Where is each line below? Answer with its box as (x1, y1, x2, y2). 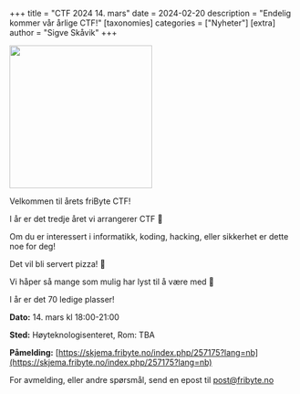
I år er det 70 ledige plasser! (9, 294, 116, 304)
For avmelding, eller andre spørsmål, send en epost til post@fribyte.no (9, 375, 274, 385)
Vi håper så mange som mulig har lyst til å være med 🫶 (9, 276, 214, 287)
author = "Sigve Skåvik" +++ (9, 27, 118, 37)
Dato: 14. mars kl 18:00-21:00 (9, 312, 120, 323)
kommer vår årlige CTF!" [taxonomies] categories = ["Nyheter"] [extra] (9, 17, 276, 28)
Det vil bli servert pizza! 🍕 (9, 259, 106, 269)
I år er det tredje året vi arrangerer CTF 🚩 (9, 214, 163, 224)
